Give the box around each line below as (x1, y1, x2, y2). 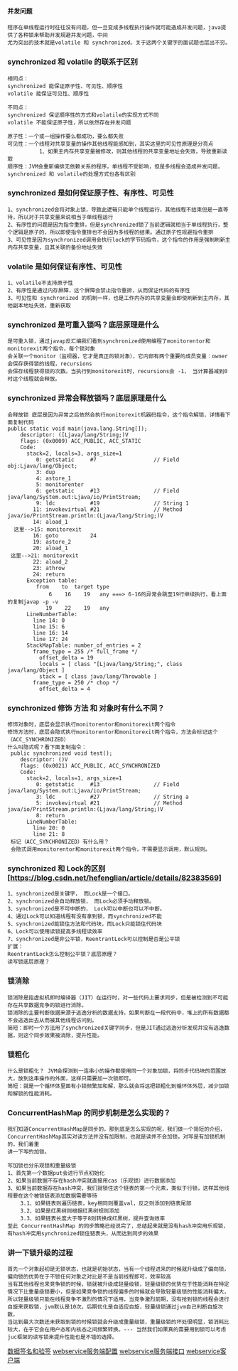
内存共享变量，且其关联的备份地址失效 (7, 244, 103, 251)
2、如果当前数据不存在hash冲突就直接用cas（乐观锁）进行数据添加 (7, 1177, 176, 1185)
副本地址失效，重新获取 (12, 302, 71, 309)
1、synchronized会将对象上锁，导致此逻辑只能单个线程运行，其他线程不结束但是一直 (7, 206, 224, 213)
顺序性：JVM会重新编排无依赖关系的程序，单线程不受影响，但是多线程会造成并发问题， (7, 163, 224, 170)
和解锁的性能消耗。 (7, 1090, 55, 1097)
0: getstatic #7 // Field (36, 456, 180, 463)
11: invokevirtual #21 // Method (33, 505, 183, 513)
